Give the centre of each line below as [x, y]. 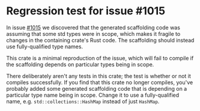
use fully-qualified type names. [44, 47]
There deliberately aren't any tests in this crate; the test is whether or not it [98, 76]
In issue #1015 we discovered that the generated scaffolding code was [93, 27]
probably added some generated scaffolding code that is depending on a [97, 88]
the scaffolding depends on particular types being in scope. [80, 64]
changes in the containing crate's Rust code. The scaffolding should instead [100, 40]
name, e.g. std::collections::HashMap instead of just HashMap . [83, 101]
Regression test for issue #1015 [86, 11]
